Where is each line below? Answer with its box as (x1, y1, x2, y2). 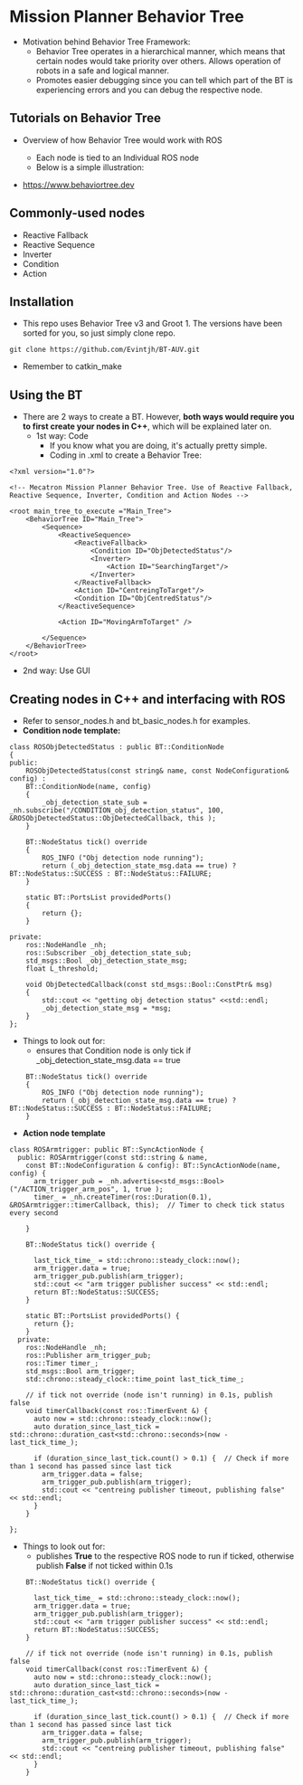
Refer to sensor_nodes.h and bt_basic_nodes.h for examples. (22, 716, 251, 726)
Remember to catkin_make (22, 361, 122, 372)
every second (9, 1209, 59, 1218)
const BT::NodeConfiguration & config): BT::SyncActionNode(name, (25, 1161, 281, 1170)
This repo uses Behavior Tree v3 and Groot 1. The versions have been (22, 318, 283, 329)
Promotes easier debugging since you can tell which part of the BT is (35, 74, 294, 85)
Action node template (22, 1128, 106, 1138)
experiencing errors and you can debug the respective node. (35, 84, 263, 95)
